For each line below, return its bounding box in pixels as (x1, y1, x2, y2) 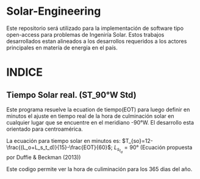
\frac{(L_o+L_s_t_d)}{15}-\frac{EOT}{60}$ (6, 144, 112, 151)
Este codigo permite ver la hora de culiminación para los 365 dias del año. (6, 166, 193, 172)
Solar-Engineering (6, 4, 101, 18)
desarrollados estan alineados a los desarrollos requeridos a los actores (6, 37, 187, 45)
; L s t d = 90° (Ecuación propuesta (110, 144, 193, 154)
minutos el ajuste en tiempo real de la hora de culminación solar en (6, 112, 174, 120)
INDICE (6, 65, 43, 79)
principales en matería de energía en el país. (6, 44, 118, 51)
